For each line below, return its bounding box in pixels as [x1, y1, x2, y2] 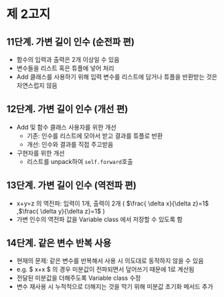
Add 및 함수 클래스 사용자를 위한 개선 [16, 123, 116, 131]
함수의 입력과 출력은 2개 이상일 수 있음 [16, 56, 120, 63]
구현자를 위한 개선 [16, 149, 65, 157]
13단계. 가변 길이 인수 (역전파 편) [6, 180, 137, 192]
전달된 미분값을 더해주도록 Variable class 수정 [16, 274, 141, 283]
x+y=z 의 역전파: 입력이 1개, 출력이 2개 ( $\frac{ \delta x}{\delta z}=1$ [16, 199, 210, 207]
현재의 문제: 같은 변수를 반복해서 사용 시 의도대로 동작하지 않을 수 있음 [16, 256, 204, 265]
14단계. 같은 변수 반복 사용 [6, 237, 112, 249]
